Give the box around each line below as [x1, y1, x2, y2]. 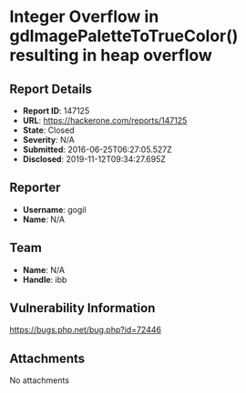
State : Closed [22, 125, 75, 136]
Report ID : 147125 [22, 106, 90, 116]
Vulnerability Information [9, 300, 156, 316]
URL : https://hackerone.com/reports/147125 [22, 116, 188, 126]
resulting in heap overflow [9, 45, 212, 65]
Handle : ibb [22, 274, 67, 285]
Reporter [9, 180, 61, 196]
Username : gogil [22, 204, 87, 215]
